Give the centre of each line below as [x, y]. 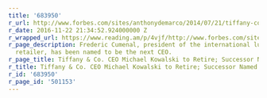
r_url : [19, 23]
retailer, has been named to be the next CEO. [94, 52]
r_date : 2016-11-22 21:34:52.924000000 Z [78, 30]
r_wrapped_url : [33, 38]
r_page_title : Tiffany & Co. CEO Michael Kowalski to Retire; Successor [131, 60]
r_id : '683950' [33, 74]
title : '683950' [35, 15]
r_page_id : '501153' [43, 81]
